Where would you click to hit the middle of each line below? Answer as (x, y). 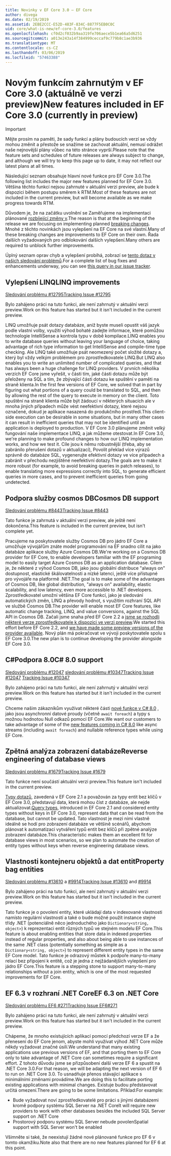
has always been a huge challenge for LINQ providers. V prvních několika (82, 369)
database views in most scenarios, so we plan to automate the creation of (83, 840)
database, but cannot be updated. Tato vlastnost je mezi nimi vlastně (77, 818)
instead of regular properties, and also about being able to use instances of (84, 939)
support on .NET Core (36, 1116)
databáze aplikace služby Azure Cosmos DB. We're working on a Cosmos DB (85, 551)
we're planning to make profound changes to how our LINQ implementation (84, 439)
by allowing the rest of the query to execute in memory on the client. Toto (82, 396)
